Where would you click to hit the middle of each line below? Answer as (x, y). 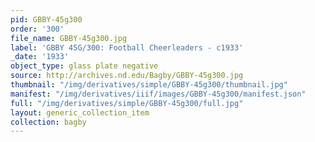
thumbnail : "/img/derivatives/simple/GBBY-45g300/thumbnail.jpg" (149, 85)
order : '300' (37, 29)
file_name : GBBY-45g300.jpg (69, 38)
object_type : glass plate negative (84, 66)
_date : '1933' (40, 57)
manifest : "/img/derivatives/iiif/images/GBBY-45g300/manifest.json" (158, 94)
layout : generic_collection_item (80, 112)
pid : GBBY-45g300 (46, 19)
